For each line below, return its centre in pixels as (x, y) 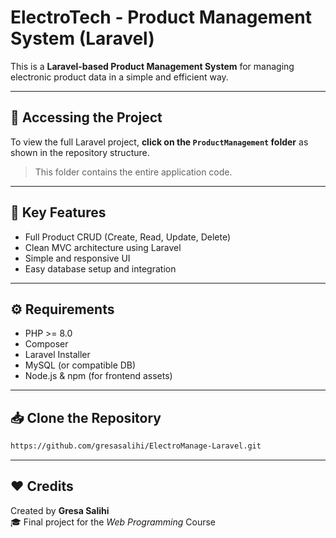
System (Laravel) (82, 38)
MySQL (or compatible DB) (80, 365)
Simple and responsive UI (77, 258)
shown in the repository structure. (80, 152)
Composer (46, 344)
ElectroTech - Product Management (161, 17)
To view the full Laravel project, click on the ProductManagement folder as (159, 142)
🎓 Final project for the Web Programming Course (113, 522)
